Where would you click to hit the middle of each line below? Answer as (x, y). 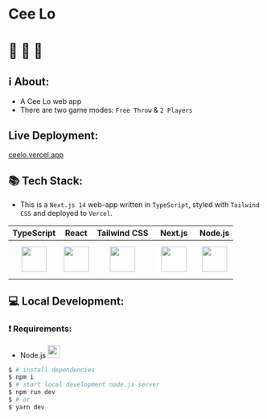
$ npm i (21, 377)
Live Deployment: (53, 135)
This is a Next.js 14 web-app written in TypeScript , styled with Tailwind (140, 204)
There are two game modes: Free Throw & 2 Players (106, 110)
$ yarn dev (27, 407)
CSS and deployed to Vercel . (66, 213)
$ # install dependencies (51, 370)
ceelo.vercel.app (36, 155)
